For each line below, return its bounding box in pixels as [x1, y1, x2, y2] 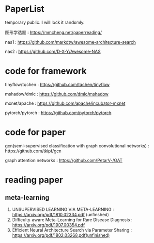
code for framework [5, 65, 87, 77]
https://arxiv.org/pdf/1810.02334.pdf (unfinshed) [12, 211, 109, 217]
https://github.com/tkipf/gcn [5, 148, 62, 154]
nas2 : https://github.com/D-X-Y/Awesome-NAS [5, 49, 101, 54]
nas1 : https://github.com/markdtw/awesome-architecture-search [5, 39, 136, 45]
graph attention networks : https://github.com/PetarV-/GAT [5, 157, 123, 163]
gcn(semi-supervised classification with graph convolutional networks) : [5, 143, 149, 148]
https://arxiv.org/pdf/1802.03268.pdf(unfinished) [12, 232, 110, 238]
